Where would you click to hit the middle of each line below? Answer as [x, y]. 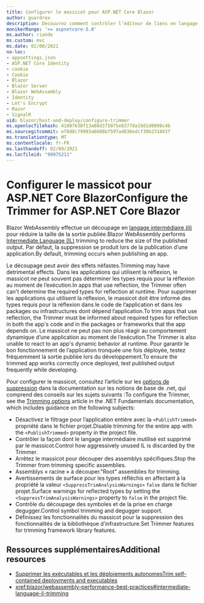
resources [26, 559]
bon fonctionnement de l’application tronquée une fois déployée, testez [96, 351]
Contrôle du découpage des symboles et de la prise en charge [94, 504]
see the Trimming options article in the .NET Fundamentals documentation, [100, 401]
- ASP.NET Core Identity [38, 63]
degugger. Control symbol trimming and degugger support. [89, 511]
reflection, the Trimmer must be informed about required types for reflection [102, 318]
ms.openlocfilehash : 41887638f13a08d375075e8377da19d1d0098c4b [89, 126]
